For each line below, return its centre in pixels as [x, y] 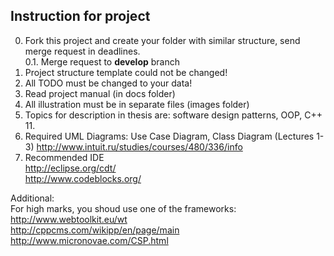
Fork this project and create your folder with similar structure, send [162, 40]
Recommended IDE [64, 157]
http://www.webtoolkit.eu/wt [69, 219]
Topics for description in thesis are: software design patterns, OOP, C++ [173, 115]
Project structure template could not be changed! [126, 72]
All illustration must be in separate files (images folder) [137, 104]
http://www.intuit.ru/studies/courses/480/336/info [139, 146]
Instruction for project [80, 16]
